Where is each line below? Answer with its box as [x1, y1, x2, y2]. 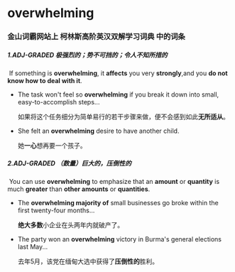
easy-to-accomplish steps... [17, 98, 100, 107]
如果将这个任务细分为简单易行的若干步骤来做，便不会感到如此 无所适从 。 [17, 112, 229, 121]
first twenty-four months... [17, 206, 95, 214]
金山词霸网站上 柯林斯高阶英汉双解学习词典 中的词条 [7, 32, 186, 42]
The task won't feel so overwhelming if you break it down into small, [17, 90, 219, 99]
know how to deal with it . [7, 77, 83, 85]
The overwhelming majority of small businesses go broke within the [17, 199, 219, 207]
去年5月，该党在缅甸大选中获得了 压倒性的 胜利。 [17, 257, 159, 266]
